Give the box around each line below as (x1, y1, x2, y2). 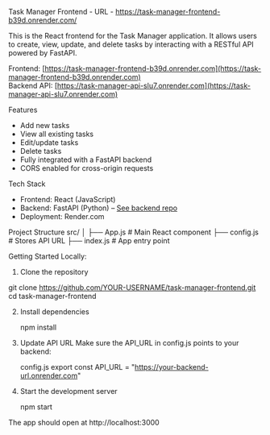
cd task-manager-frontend (8, 292, 97, 300)
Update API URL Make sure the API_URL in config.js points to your (19, 338, 239, 347)
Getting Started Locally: (8, 251, 87, 261)
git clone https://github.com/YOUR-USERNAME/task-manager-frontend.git (8, 283, 256, 292)
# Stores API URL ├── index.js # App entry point (8, 236, 170, 245)
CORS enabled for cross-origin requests (19, 164, 154, 172)
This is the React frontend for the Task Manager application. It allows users (8, 31, 258, 40)
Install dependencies (19, 307, 90, 317)
